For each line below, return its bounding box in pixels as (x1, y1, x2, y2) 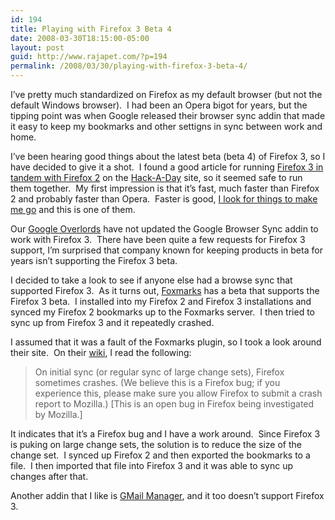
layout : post (10, 42, 65, 53)
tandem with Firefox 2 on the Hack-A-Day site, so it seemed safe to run (10, 172, 303, 183)
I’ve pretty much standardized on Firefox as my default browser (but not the (10, 89, 323, 100)
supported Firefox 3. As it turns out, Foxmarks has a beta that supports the (10, 285, 320, 296)
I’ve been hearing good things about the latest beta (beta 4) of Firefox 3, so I (10, 151, 326, 162)
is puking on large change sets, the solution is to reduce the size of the (10, 439, 302, 450)
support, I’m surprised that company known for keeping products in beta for (10, 244, 323, 256)
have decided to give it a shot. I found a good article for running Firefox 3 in (10, 161, 324, 173)
